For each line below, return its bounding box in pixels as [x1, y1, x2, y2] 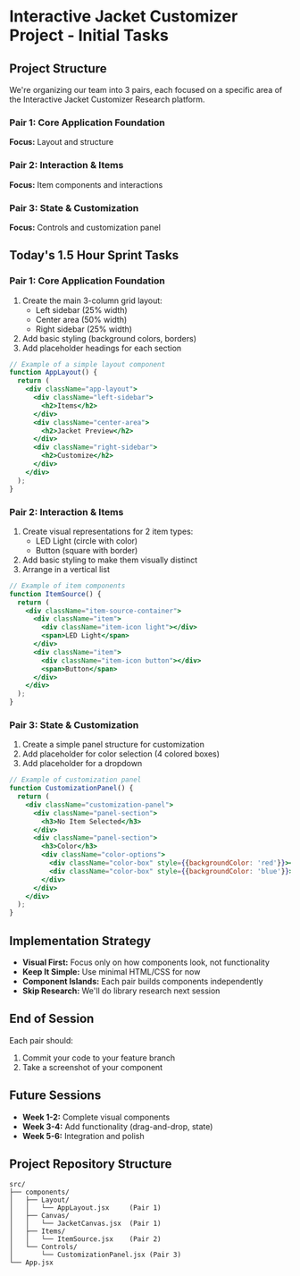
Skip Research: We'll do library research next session [21, 985, 221, 996]
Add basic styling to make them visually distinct [21, 554, 198, 565]
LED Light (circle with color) [35, 535, 138, 546]
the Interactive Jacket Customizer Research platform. [9, 94, 205, 105]
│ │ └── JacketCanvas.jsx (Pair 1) [9, 1219, 162, 1229]
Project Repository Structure [9, 1156, 172, 1171]
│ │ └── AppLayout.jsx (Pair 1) [9, 1204, 162, 1213]
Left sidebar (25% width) [35, 304, 128, 315]
